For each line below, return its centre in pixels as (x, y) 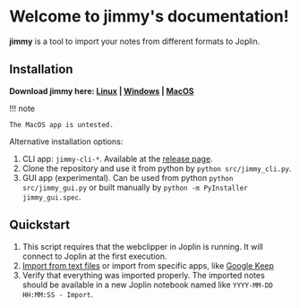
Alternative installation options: (66, 141)
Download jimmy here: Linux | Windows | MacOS (102, 90)
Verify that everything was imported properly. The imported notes (144, 275)
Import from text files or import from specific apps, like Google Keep (148, 265)
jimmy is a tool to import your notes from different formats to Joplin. (135, 41)
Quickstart (40, 225)
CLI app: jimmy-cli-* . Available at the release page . (117, 158)
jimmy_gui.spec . (52, 197)
